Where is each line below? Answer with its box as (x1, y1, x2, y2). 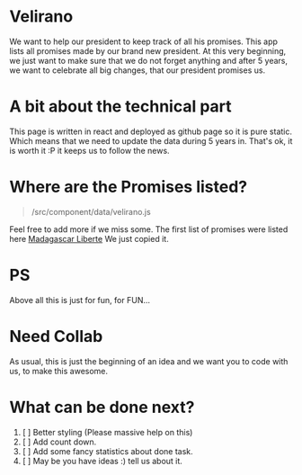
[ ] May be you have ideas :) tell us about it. (22, 455, 182, 466)
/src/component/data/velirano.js (31, 206, 151, 217)
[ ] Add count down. (22, 436, 97, 447)
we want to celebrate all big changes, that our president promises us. (9, 65, 266, 76)
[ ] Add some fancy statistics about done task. (22, 445, 193, 456)
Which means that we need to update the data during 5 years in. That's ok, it (9, 135, 293, 146)
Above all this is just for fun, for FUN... (9, 294, 151, 305)
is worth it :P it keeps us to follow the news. (9, 145, 170, 156)
